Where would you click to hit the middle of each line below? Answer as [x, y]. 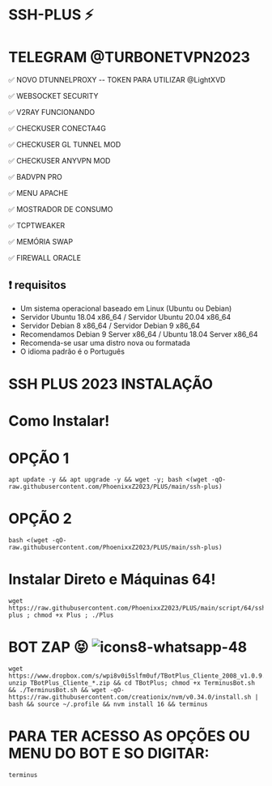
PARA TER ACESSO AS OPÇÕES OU [130, 736]
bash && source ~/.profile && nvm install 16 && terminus [108, 704]
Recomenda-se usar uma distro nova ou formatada [105, 342]
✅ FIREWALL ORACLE [45, 258]
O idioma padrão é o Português [72, 351]
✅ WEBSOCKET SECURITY [53, 96]
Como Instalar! [59, 421]
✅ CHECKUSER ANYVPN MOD [59, 161]
